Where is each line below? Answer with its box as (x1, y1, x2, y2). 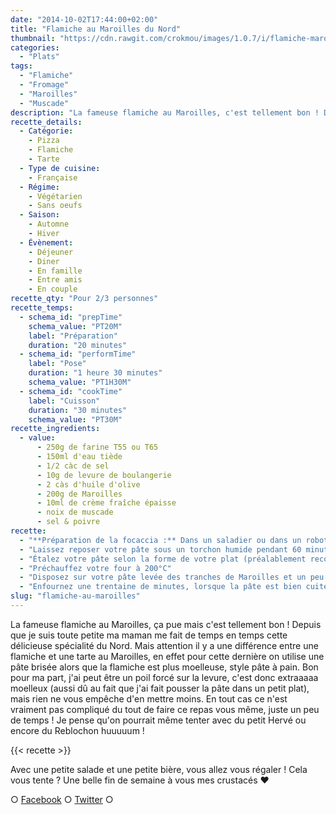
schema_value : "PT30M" (28, 414, 123, 425)
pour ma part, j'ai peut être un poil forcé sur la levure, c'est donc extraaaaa (10, 671, 319, 683)
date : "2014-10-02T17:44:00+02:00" (10, 14, 159, 25)
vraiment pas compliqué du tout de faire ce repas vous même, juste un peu (10, 703, 320, 715)
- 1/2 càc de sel (36, 461, 110, 471)
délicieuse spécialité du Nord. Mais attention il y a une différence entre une (10, 639, 319, 651)
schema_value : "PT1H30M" (28, 377, 132, 387)
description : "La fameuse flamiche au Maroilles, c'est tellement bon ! (10, 107, 320, 118)
